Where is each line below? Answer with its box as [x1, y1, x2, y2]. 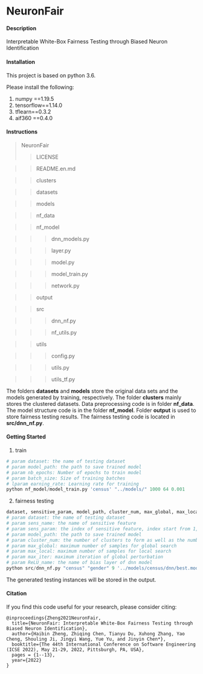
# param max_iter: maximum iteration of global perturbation [6, 554, 164, 560]
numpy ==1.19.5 [14, 95, 54, 102]
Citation [6, 590, 27, 597]
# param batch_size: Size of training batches [6, 475, 126, 481]
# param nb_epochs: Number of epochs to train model [6, 469, 142, 475]
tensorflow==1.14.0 [14, 101, 62, 109]
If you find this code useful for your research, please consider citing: [6, 603, 177, 611]
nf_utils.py [51, 329, 77, 336]
